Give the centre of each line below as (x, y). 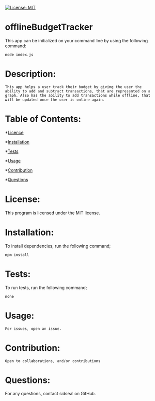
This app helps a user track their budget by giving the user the (73, 87)
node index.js (19, 55)
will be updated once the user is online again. (55, 100)
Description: (31, 74)
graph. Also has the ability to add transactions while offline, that (78, 95)
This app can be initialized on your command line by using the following (77, 40)
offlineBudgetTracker (49, 27)
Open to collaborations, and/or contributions (53, 361)
